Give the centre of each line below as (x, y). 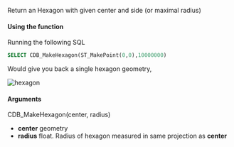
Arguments (25, 99)
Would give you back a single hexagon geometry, (80, 69)
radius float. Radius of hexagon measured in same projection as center (122, 136)
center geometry (43, 129)
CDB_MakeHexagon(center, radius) (59, 115)
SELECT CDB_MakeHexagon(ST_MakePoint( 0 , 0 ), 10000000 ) (87, 55)
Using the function (36, 26)
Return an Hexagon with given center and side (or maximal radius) (104, 10)
